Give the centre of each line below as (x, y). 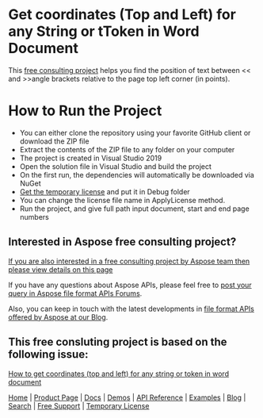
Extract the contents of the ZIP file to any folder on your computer (127, 149)
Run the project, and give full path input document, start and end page (134, 209)
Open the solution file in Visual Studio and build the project (116, 166)
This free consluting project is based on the (118, 342)
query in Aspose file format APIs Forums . (75, 293)
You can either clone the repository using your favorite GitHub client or (135, 132)
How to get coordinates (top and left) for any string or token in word (119, 374)
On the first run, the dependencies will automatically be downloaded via (137, 174)
